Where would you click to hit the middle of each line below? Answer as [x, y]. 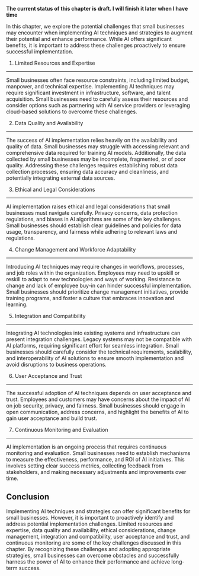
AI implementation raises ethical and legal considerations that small [88, 206]
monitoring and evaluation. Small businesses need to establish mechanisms [98, 453]
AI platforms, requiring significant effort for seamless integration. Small [93, 346]
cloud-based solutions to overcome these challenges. [72, 112]
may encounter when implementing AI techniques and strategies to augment [99, 33]
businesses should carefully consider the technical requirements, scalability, [99, 352]
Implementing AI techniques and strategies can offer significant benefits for [98, 511]
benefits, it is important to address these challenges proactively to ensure [96, 45]
